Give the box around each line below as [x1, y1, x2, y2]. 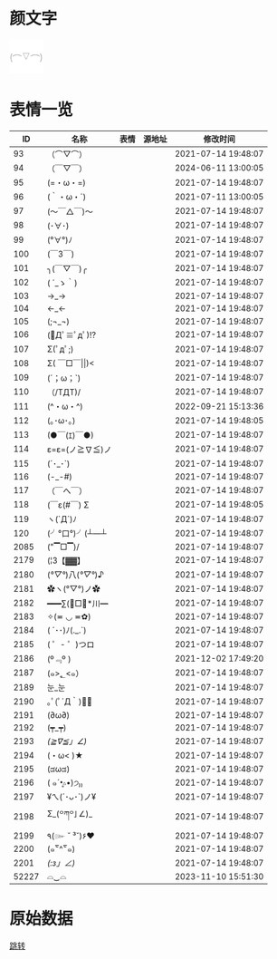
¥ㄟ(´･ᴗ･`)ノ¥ [46, 791, 97, 802]
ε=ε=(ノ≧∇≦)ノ [46, 443, 112, 454]
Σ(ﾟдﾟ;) [46, 344, 74, 354]
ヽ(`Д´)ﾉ [46, 514, 77, 525]
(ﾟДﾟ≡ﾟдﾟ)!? [46, 329, 97, 340]
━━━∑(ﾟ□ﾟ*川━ [46, 597, 109, 608]
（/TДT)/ [46, 386, 81, 397]
